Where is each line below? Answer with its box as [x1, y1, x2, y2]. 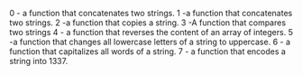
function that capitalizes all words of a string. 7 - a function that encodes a [9, 46, 287, 57]
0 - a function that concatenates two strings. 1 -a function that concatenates [9, 8, 293, 18]
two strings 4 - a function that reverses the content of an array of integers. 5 [9, 27, 293, 37]
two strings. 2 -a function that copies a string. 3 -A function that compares [9, 17, 287, 28]
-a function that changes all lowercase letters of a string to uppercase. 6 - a [9, 36, 291, 47]
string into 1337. [9, 56, 69, 66]
